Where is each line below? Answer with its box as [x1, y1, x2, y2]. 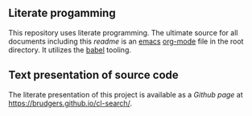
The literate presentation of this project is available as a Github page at [8, 89, 243, 99]
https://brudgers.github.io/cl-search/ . [8, 98, 133, 108]
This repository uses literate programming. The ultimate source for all [8, 27, 238, 37]
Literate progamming [8, 6, 116, 20]
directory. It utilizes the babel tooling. [8, 44, 131, 55]
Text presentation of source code [8, 68, 179, 82]
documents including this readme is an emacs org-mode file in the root [8, 36, 244, 46]
